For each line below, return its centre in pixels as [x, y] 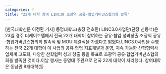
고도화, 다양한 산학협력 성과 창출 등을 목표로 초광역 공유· [72, 54]
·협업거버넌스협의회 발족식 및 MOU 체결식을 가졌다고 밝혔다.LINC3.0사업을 [78, 41]
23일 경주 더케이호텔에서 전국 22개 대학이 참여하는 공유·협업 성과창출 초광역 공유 [83, 35]
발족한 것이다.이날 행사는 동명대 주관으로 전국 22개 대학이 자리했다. [79, 60]
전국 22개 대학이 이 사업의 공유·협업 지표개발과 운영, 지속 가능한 [76, 48]
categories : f [20, 10]
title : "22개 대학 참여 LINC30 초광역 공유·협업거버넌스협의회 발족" [67, 14]
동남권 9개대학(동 [27, 66]
